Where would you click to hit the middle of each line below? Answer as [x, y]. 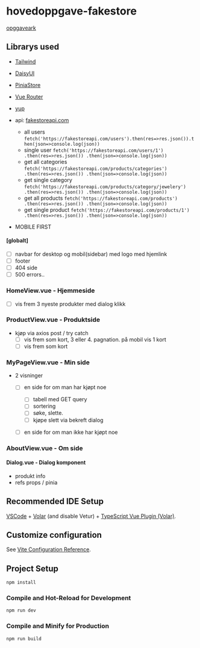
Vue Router [29, 97]
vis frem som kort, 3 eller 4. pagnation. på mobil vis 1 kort [95, 339]
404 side [26, 268]
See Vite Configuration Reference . [49, 549]
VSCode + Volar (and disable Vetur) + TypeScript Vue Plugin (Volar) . [91, 516]
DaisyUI [25, 73]
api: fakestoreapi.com [42, 120]
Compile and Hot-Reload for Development [69, 598]
